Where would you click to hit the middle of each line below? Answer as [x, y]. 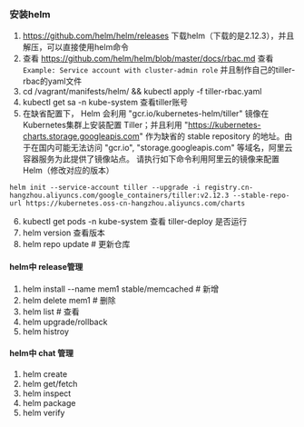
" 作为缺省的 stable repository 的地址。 [212, 136]
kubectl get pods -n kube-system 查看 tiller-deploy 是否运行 [135, 222]
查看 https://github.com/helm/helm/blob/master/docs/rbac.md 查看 [148, 59]
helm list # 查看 [51, 312]
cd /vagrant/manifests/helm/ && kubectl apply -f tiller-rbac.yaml [142, 92]
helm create [45, 373]
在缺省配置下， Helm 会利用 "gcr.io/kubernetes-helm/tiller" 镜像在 [146, 114]
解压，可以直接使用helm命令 [75, 47]
